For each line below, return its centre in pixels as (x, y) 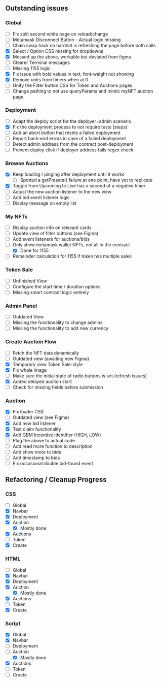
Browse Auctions (27, 163)
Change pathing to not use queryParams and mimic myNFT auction (83, 91)
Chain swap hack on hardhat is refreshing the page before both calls (84, 45)
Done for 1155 (34, 250)
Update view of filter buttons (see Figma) (55, 234)
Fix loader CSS (28, 412)
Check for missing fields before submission (58, 387)
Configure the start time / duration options (56, 286)
